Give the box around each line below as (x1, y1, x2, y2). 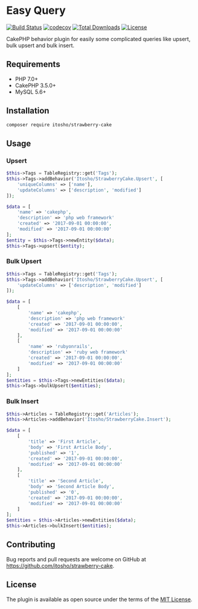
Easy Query (6, 4, 66, 18)
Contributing (6, 540, 56, 550)
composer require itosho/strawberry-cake (6, 121, 112, 127)
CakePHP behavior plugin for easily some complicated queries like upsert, (6, 35, 191, 42)
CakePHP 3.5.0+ (14, 82, 56, 89)
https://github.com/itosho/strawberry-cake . (6, 562, 115, 569)
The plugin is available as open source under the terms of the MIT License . (6, 596, 193, 603)
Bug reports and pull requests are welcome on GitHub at (6, 555, 147, 562)
